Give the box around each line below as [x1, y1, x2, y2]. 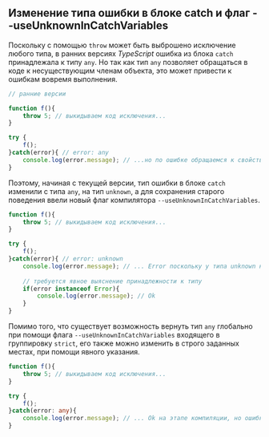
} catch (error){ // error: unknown [8, 255, 124, 263]
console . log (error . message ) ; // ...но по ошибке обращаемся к [22, 156, 235, 164]
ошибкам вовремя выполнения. [8, 74, 118, 83]
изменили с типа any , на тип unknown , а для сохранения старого [8, 186, 225, 196]
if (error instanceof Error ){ [22, 285, 120, 293]
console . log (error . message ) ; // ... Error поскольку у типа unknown [22, 262, 256, 270]
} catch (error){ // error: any [8, 148, 110, 157]
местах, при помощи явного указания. [8, 347, 140, 357]
